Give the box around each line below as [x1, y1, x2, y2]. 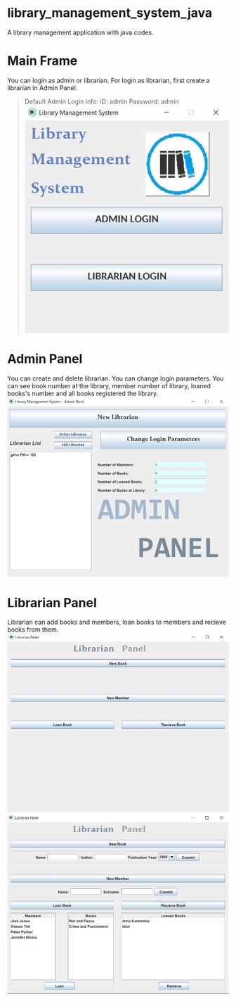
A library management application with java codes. [7, 28, 154, 37]
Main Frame [7, 53, 78, 69]
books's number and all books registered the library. [7, 389, 159, 398]
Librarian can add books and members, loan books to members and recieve [7, 618, 227, 627]
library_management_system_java [7, 5, 213, 21]
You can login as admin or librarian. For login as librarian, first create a [7, 76, 210, 84]
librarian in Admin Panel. [7, 83, 78, 92]
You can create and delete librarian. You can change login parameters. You [7, 374, 224, 383]
